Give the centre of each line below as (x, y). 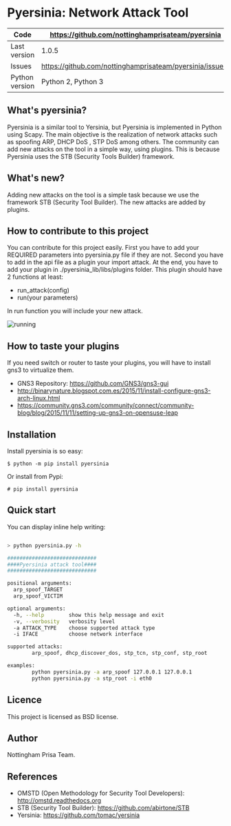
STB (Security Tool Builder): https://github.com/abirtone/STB (103, 808)
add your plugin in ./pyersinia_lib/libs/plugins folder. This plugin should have (115, 270)
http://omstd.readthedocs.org (59, 800)
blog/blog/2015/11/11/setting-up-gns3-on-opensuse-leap (98, 413)
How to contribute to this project (78, 231)
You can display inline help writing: (56, 527)
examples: (21, 666)
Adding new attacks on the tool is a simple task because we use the (103, 195)
